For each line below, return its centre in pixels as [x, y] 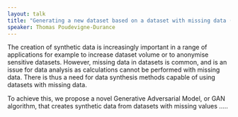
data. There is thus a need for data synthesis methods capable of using [112, 77]
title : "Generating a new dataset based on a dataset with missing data [117, 21]
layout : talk [27, 14]
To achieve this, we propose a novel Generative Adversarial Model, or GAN [116, 99]
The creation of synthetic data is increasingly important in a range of [107, 48]
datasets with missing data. [47, 85]
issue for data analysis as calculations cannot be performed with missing [114, 70]
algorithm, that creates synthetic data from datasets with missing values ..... [118, 106]
